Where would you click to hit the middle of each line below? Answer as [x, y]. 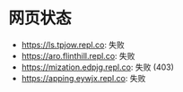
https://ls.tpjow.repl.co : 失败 [73, 45]
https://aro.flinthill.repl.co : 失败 [78, 55]
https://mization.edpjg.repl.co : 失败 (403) [97, 67]
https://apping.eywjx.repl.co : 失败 [83, 78]
